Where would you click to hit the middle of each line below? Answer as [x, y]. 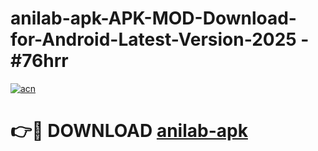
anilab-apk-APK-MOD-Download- [153, 18]
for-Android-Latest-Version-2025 [153, 39]
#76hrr [39, 61]
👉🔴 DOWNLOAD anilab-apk [129, 131]
